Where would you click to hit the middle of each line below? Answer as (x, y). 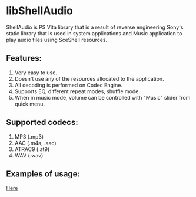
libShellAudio (40, 11)
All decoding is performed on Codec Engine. (68, 85)
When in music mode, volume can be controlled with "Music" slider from (102, 97)
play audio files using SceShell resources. (57, 40)
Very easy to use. (36, 73)
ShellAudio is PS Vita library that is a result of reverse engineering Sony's (95, 27)
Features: (24, 58)
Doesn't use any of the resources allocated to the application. (89, 78)
